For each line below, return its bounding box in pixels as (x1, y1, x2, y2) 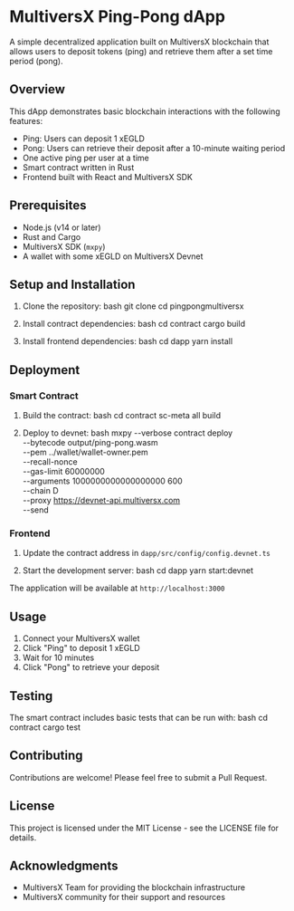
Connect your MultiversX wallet (22, 633, 140, 644)
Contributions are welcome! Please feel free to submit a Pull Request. (9, 772, 268, 782)
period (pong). (9, 55, 63, 66)
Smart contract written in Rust (22, 161, 135, 173)
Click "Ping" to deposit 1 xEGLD (22, 643, 140, 654)
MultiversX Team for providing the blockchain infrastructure (22, 882, 246, 893)
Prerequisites (9, 197, 87, 214)
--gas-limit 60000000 (22, 466, 106, 477)
